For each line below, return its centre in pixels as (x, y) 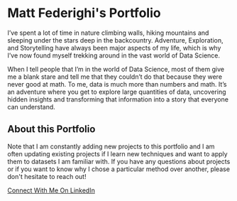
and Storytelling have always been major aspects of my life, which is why (114, 48)
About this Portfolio (51, 129)
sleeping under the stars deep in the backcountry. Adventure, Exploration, (115, 40)
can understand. (31, 107)
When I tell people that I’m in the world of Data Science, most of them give (116, 69)
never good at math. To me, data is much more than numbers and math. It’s (117, 84)
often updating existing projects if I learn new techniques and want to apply (118, 153)
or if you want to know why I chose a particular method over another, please (119, 169)
